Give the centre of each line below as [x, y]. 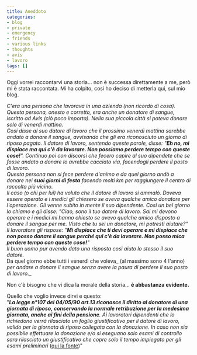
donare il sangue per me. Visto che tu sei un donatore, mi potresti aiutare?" [97, 224]
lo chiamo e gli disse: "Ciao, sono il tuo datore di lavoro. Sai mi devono [92, 211]
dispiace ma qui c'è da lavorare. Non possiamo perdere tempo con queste [98, 149]
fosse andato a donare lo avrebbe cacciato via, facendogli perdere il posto [97, 162]
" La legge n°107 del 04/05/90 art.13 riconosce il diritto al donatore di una [97, 302]
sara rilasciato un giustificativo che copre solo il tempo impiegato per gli [94, 340]
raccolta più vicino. [30, 187]
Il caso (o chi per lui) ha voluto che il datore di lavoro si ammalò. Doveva [94, 193]
